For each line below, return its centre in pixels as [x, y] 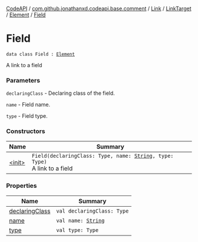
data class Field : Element [41, 54]
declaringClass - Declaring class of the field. [60, 93]
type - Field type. [27, 116]
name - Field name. [28, 105]
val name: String [80, 221]
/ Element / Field [26, 15]
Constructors [26, 131]
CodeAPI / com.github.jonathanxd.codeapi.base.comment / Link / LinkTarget [99, 9]
